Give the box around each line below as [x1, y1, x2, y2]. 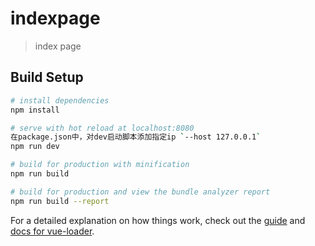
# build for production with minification [10, 160, 190, 170]
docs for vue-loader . [10, 225, 95, 237]
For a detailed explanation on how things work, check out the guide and [10, 214, 306, 226]
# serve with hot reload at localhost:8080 [10, 123, 195, 133]
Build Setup [10, 69, 84, 86]
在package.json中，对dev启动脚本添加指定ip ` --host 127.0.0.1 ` [10, 132, 262, 142]
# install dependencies [10, 95, 110, 106]
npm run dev [10, 142, 60, 152]
